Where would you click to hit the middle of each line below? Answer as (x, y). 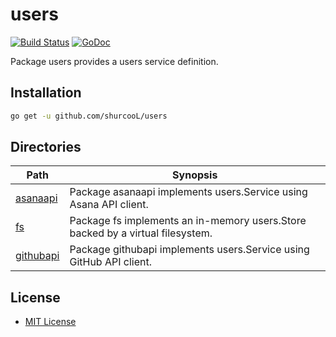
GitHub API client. (110, 262)
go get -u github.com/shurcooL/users (89, 116)
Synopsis (195, 175)
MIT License (50, 322)
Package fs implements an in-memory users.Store (188, 221)
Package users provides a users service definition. (114, 61)
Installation (46, 93)
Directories (46, 147)
